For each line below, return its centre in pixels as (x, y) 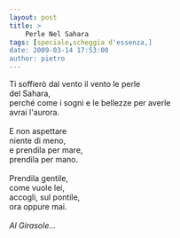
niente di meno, (38, 140)
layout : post (33, 17)
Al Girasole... (32, 226)
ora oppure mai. (38, 206)
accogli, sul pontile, (45, 197)
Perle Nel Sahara (57, 34)
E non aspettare (38, 131)
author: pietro (37, 59)
